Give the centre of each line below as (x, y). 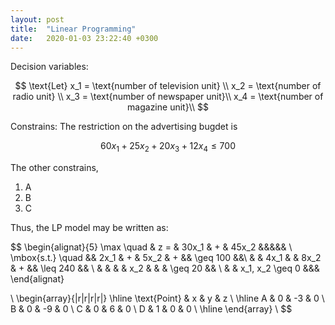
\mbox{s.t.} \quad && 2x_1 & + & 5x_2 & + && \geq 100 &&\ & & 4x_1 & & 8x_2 (166, 258)
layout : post (37, 19)
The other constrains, (54, 168)
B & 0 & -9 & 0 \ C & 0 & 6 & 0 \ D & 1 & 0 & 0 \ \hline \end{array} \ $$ (151, 309)
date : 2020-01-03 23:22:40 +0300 (84, 38)
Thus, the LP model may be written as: (89, 228)
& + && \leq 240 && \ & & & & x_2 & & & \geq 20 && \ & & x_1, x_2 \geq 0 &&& (165, 268)
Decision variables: (49, 67)
